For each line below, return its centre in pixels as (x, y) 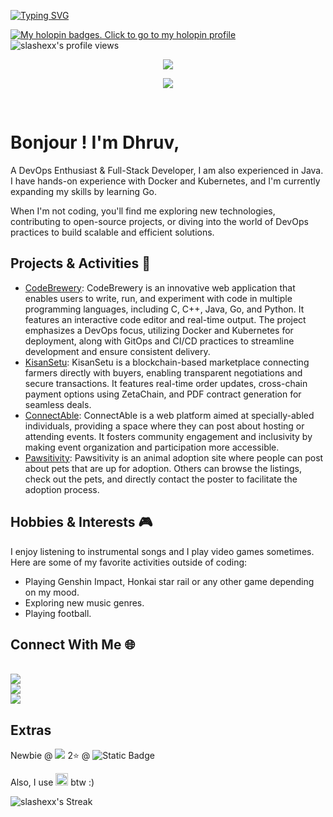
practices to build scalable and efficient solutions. (112, 232)
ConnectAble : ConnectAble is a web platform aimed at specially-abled (169, 415)
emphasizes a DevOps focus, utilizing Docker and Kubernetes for (159, 330)
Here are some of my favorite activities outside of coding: (129, 562)
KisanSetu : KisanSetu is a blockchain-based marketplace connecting (167, 362)
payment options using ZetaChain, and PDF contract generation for (163, 394)
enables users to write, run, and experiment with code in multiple (158, 298)
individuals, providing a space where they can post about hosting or (164, 426)
